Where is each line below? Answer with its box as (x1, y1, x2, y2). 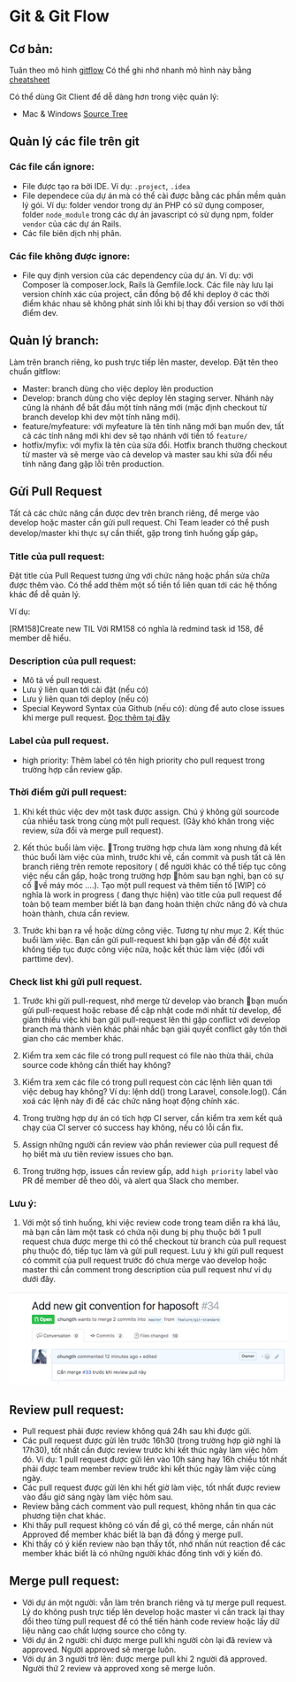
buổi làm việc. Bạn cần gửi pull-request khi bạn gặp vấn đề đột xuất (21, 934, 269, 945)
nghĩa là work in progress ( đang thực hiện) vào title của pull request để (21, 889, 283, 900)
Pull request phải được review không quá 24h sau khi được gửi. (21, 1426, 252, 1437)
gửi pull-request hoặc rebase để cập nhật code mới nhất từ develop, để (21, 1005, 282, 1016)
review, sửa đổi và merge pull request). (21, 825, 164, 835)
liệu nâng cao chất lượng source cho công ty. (21, 1625, 187, 1636)
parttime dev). (21, 953, 74, 964)
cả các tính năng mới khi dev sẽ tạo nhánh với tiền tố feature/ (21, 430, 248, 441)
